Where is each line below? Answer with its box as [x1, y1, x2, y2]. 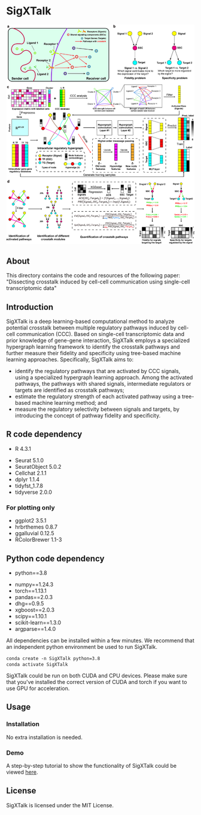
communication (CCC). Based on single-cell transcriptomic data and [16, 331, 185, 338]
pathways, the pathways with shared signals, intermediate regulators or [14, 380, 191, 387]
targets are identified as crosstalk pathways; [14, 387, 124, 394]
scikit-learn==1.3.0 [14, 619, 62, 626]
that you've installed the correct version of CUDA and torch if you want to [6, 678, 187, 685]
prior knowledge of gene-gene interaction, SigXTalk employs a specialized [6, 337, 190, 344]
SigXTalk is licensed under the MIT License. [6, 801, 114, 808]
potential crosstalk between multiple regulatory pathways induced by [6, 324, 176, 331]
